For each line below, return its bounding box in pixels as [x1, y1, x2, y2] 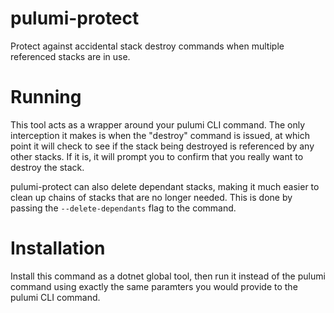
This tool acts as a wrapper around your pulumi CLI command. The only [10, 118, 306, 131]
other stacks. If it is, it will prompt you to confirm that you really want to [10, 150, 304, 162]
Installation [10, 237, 106, 260]
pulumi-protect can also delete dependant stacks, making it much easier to [10, 180, 320, 192]
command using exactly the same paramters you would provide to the [10, 280, 298, 292]
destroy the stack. [10, 161, 85, 173]
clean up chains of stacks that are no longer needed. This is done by [10, 191, 293, 203]
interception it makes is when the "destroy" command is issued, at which [10, 129, 311, 141]
